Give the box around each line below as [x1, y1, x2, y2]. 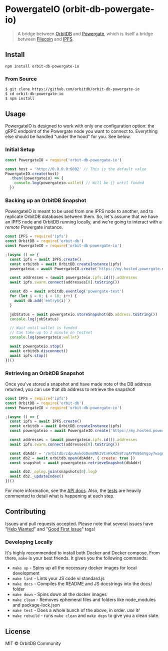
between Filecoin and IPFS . [17, 36, 74, 42]
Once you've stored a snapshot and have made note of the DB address [5, 381, 151, 387]
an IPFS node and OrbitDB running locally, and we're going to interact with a [5, 219, 162, 225]
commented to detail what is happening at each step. [5, 493, 115, 498]
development [12, 570, 40, 576]
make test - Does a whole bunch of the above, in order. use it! [12, 607, 140, 613]
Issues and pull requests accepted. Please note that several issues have [5, 520, 153, 526]
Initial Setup [5, 146, 35, 153]
